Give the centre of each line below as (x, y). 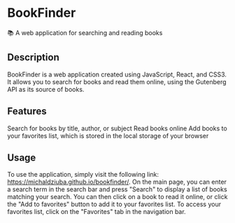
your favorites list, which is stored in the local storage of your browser (108, 135)
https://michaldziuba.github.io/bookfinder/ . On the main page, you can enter (117, 182)
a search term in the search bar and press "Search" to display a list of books (117, 189)
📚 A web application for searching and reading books (85, 32)
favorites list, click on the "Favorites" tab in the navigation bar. (97, 212)
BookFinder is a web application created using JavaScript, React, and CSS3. (117, 74)
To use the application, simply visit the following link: (83, 175)
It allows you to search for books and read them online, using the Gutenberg (117, 81)
